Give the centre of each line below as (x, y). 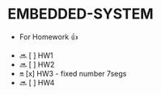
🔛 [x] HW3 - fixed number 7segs (73, 73)
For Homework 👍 (49, 36)
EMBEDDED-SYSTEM (81, 14)
